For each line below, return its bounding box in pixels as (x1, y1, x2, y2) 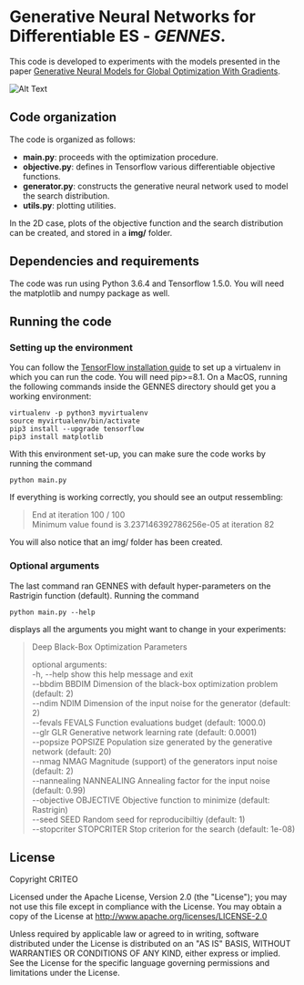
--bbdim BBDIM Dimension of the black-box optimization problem (31, 678, 279, 689)
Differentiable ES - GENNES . (9, 26, 226, 46)
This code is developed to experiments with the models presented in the (9, 56, 280, 67)
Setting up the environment (9, 341, 134, 354)
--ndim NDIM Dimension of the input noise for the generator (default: (31, 697, 291, 708)
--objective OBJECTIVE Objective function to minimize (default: (31, 795, 270, 805)
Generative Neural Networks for (9, 6, 257, 27)
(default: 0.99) (31, 785, 86, 795)
